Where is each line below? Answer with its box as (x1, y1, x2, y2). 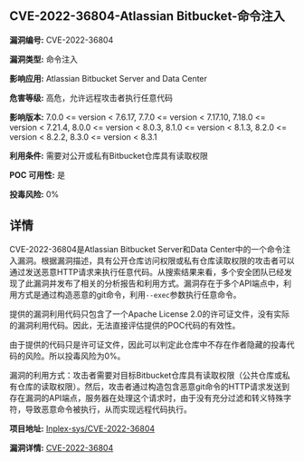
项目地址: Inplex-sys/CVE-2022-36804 (9, 423, 156, 434)
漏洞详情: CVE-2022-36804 (9, 442, 114, 453)
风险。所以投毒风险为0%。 (24, 350, 126, 361)
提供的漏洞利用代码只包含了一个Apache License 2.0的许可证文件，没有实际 (9, 308, 290, 319)
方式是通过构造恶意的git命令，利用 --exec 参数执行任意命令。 (16, 289, 242, 300)
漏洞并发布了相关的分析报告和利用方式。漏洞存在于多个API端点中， (33, 278, 284, 289)
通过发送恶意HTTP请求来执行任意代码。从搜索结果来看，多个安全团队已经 (9, 266, 285, 277)
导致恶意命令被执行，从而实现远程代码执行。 (24, 403, 192, 415)
